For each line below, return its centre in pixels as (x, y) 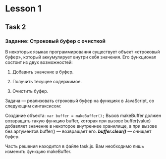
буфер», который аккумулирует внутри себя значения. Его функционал (81, 57)
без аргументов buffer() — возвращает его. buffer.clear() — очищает (78, 131)
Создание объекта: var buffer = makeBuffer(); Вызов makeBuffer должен (83, 115)
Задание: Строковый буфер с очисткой (55, 41)
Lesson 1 (24, 9)
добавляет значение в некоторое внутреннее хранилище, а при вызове (81, 126)
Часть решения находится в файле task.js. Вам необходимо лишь (75, 146)
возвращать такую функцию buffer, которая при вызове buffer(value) (78, 121)
